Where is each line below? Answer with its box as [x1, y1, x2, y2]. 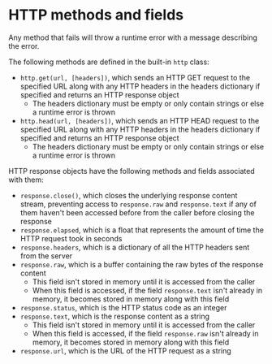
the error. [8, 41, 40, 50]
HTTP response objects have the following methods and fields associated [8, 166, 255, 175]
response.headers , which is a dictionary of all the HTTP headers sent [19, 242, 250, 252]
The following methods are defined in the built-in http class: [8, 57, 209, 67]
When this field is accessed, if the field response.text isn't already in [32, 285, 262, 295]
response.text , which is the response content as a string [19, 311, 209, 321]
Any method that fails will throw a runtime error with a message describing [8, 32, 258, 42]
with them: [8, 175, 44, 184]
